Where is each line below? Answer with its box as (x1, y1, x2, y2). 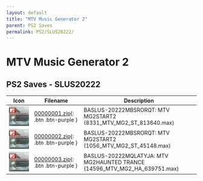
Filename (44, 97, 68, 104)
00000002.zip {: (34, 132, 74, 140)
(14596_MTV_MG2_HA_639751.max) (83, 165, 179, 173)
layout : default (6, 10, 47, 16)
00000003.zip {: (34, 155, 74, 162)
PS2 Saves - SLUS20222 (6, 79, 101, 90)
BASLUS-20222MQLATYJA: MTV (83, 152, 169, 159)
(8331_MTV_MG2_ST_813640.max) (83, 119, 175, 126)
